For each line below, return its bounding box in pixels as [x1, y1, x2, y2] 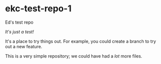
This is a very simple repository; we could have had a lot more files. [5, 53, 142, 59]
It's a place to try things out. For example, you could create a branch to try [5, 38, 157, 44]
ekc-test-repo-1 [5, 3, 72, 14]
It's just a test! [5, 29, 34, 34]
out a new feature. [5, 43, 42, 49]
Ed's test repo [5, 19, 34, 25]
